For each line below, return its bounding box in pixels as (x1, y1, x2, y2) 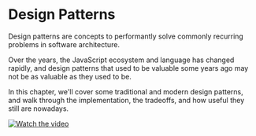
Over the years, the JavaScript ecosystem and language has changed (8, 55, 235, 64)
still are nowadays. (8, 104, 69, 113)
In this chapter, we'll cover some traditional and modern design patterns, (8, 86, 244, 96)
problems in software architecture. (8, 39, 121, 49)
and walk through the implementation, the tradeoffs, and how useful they (8, 95, 245, 105)
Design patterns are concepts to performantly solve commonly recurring (8, 31, 244, 41)
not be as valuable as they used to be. (8, 72, 132, 81)
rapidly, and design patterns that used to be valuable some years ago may (8, 63, 249, 72)
